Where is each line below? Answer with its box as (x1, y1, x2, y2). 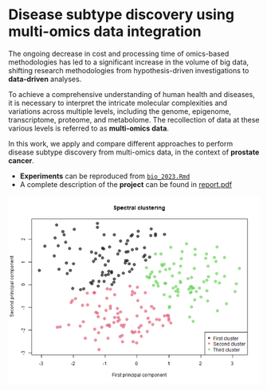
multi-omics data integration (8, 22, 202, 41)
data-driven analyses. (8, 74, 82, 84)
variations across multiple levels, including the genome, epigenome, (8, 106, 232, 116)
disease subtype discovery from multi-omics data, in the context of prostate (8, 147, 260, 157)
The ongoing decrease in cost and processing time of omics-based (8, 49, 230, 58)
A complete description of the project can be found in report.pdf (19, 179, 233, 189)
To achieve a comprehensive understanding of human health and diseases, (8, 89, 255, 99)
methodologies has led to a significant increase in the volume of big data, (8, 57, 249, 67)
